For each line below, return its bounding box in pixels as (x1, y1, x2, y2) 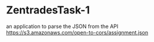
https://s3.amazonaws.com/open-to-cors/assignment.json (6, 29, 149, 36)
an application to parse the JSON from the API (6, 23, 119, 30)
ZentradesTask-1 (6, 3, 90, 17)
